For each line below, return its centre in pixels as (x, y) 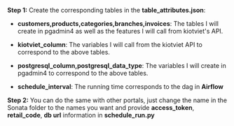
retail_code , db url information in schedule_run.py (81, 115)
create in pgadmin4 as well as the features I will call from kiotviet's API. (120, 31)
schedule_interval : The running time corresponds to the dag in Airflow (121, 86)
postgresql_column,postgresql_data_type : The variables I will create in (122, 65)
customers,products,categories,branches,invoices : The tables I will (118, 23)
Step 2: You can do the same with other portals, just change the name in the (117, 100)
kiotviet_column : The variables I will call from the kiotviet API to (110, 44)
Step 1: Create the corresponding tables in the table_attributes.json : (106, 10)
